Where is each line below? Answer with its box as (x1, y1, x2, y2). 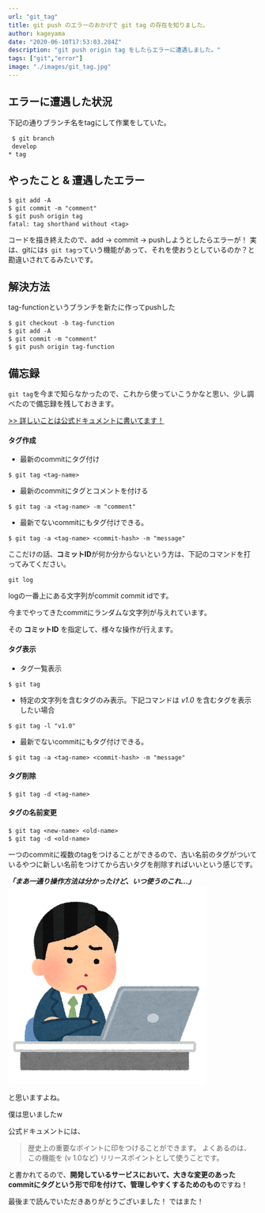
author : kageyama (8, 29, 66, 37)
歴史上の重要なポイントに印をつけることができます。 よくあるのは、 (27, 1143, 252, 1152)
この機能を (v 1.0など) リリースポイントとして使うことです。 (27, 1153, 224, 1162)
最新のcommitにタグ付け (19, 454, 100, 464)
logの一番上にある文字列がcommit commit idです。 (8, 591, 173, 601)
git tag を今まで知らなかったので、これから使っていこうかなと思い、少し (8, 389, 248, 399)
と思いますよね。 (8, 1093, 64, 1102)
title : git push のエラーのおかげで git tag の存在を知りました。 (8, 21, 209, 29)
